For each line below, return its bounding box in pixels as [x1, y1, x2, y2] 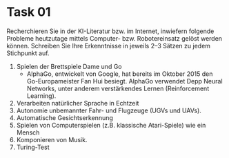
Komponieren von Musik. [16, 135, 88, 144]
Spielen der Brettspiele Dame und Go [16, 62, 122, 70]
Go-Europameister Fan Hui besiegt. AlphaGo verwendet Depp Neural [26, 77, 223, 85]
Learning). [26, 91, 57, 100]
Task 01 [6, 4, 51, 20]
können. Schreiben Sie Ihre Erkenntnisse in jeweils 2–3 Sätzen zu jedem [6, 41, 211, 50]
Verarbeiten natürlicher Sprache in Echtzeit [16, 99, 139, 107]
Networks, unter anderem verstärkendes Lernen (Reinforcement [26, 84, 210, 92]
